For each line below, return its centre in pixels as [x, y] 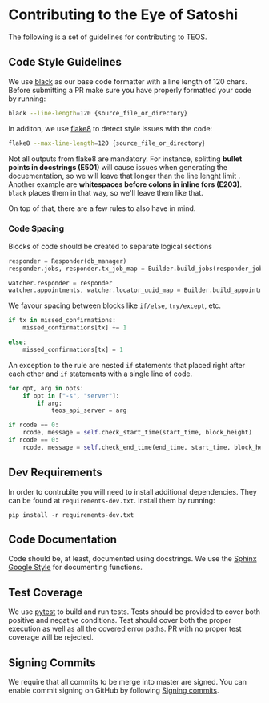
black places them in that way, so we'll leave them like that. [106, 192]
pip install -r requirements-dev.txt [71, 515]
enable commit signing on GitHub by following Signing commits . [114, 690]
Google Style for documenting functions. [75, 568]
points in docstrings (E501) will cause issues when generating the [118, 167]
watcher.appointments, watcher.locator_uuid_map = [94, 290]
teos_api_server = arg [89, 410]
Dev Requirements [55, 473]
